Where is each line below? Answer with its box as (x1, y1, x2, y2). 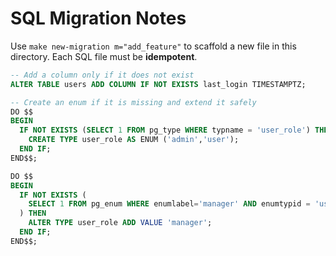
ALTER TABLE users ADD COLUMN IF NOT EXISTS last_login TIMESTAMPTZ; (10, 79, 307, 89)
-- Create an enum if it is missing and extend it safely (10, 97, 257, 107)
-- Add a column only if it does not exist (10, 70, 195, 80)
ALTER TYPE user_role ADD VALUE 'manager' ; (28, 218, 213, 228)
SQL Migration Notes (10, 7, 187, 30)
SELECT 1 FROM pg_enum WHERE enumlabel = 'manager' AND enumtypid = (28, 199, 311, 209)
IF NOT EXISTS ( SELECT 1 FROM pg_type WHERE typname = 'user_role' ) (19, 125, 311, 136)
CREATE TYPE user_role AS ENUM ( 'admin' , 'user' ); (28, 135, 240, 145)
